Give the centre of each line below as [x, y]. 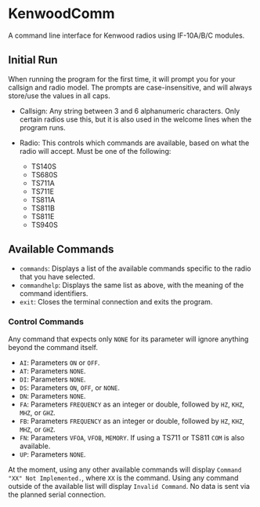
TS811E [43, 216]
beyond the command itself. [53, 347]
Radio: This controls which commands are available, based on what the [134, 143]
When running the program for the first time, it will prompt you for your [122, 78]
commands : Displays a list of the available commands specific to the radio [135, 268]
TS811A [43, 199]
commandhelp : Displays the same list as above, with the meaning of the [132, 285]
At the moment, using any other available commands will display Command [125, 469]
